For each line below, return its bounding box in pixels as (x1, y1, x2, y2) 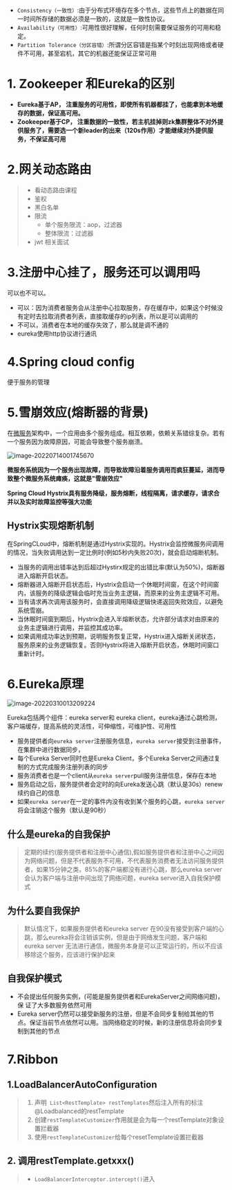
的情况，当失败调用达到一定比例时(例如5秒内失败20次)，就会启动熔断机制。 (7, 548, 222, 556)
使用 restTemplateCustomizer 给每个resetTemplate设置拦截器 (34, 1133, 204, 1141)
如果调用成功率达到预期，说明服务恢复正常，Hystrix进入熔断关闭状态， (17, 632, 220, 640)
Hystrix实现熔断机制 (7, 520, 95, 531)
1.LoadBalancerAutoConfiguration (7, 1079, 157, 1091)
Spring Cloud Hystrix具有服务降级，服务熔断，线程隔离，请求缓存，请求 (7, 488, 214, 497)
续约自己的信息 (17, 789, 60, 797)
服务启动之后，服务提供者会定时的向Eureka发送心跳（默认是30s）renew (17, 780, 223, 789)
